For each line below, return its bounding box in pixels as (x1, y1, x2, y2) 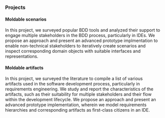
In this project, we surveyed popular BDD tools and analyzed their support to (5, 27, 161, 33)
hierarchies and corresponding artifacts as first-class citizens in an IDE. (5, 107, 150, 113)
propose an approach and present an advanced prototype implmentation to (5, 38, 158, 43)
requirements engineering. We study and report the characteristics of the (5, 86, 154, 92)
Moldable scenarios (5, 16, 47, 22)
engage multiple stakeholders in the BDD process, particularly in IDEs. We (5, 33, 155, 39)
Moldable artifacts (5, 65, 44, 71)
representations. (5, 53, 38, 59)
